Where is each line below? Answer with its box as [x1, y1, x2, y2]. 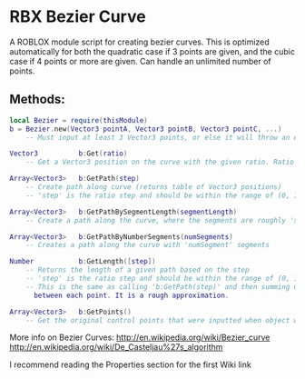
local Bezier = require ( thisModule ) [9, 115, 148, 125]
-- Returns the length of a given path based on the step [25, 265, 250, 274]
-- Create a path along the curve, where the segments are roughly [25, 215, 286, 224]
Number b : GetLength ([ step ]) [9, 257, 156, 266]
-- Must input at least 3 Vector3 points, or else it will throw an [25, 133, 290, 142]
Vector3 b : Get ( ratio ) [9, 149, 128, 158]
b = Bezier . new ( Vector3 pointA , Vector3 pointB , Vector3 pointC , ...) [9, 125, 282, 134]
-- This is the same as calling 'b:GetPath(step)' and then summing [25, 282, 290, 292]
